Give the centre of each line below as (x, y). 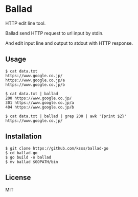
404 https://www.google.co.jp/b (40, 107)
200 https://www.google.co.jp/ (39, 98)
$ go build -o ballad (28, 157)
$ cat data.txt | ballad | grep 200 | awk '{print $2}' (66, 116)
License (18, 177)
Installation (24, 137)
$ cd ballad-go (21, 153)
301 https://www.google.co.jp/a (40, 103)
